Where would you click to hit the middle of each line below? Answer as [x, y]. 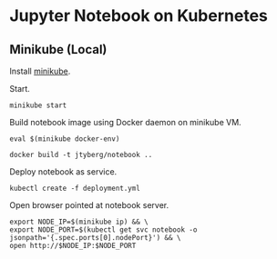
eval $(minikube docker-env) [65, 139]
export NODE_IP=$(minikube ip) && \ [79, 222]
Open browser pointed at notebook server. [89, 205]
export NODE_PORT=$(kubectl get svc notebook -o [103, 230]
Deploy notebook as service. [63, 172]
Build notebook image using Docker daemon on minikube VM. [125, 122]
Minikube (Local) [58, 50]
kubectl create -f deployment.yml [75, 188]
